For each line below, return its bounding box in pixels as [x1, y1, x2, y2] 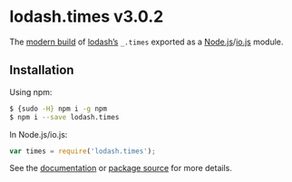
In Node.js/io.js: [9, 129, 68, 139]
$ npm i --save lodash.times [9, 112, 120, 121]
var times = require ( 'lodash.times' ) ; [9, 147, 156, 156]
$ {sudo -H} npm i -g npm [9, 104, 107, 113]
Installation [9, 62, 74, 78]
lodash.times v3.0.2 [9, 6, 164, 27]
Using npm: [9, 86, 53, 97]
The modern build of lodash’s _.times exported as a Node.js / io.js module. [9, 36, 284, 47]
